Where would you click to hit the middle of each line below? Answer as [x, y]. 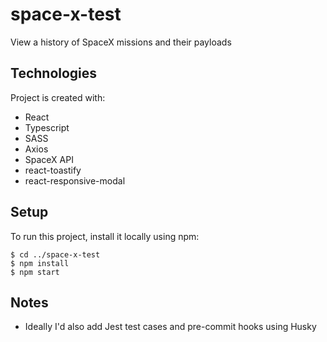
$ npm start [35, 272]
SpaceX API [49, 159]
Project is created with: [58, 97]
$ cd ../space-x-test [55, 254]
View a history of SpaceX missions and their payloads [121, 42]
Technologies [54, 73]
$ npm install [40, 263]
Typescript [47, 127]
